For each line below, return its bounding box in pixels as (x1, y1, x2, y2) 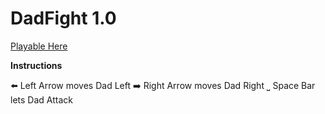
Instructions (10, 59, 63, 71)
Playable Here (10, 40, 68, 52)
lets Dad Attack (10, 93, 73, 106)
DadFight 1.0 (10, 7, 117, 30)
